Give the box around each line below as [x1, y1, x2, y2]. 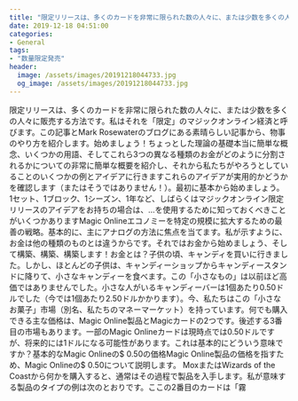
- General [9, 37, 46, 47]
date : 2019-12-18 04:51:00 [9, 21, 109, 30]
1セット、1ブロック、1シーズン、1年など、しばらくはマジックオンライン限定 [9, 193, 284, 204]
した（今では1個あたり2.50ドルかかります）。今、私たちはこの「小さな [24, 293, 282, 303]
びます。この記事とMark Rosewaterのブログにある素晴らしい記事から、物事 [9, 126, 286, 138]
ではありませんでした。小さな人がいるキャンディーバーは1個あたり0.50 [16, 281, 277, 293]
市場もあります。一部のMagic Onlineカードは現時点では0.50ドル [24, 326, 260, 337]
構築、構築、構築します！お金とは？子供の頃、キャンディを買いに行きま [16, 248, 281, 259]
